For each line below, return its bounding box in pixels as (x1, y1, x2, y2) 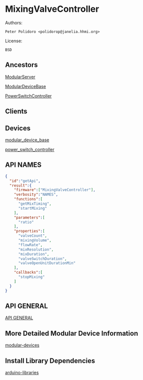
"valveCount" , (18, 233, 48, 238)
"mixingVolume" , (18, 238, 52, 243)
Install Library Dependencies (5, 356, 95, 365)
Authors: (5, 20, 23, 26)
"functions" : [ (14, 197, 43, 202)
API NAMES (5, 161, 42, 169)
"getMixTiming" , (18, 201, 52, 206)
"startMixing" (18, 206, 48, 211)
